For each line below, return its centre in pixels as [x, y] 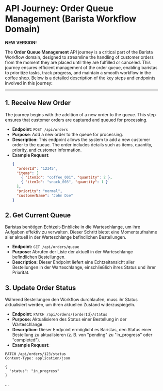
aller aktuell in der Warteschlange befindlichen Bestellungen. [66, 237]
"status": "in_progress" [34, 371]
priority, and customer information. [47, 150]
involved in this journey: [29, 83]
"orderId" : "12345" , [37, 168]
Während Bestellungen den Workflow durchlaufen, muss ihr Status [72, 300]
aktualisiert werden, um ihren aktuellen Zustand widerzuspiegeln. [70, 305]
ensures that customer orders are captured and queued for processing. [76, 120]
